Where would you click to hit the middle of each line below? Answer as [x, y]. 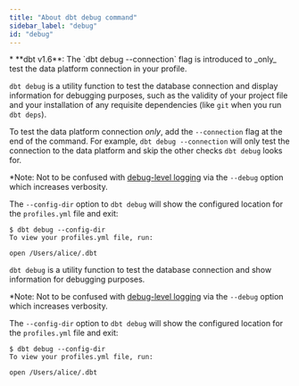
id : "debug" [31, 34]
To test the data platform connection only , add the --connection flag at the [146, 132]
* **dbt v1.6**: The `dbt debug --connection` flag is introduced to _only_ [143, 60]
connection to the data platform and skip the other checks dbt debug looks [146, 151]
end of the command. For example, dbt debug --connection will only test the [149, 141]
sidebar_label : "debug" [54, 26]
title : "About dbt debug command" [74, 17]
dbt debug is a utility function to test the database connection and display [144, 86]
